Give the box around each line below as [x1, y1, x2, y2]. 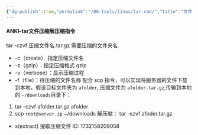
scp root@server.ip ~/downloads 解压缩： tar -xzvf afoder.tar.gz [14, 110, 173, 117]
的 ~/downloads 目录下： [14, 91, 72, 98]
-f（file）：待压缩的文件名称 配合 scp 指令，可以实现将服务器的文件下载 [14, 76, 188, 83]
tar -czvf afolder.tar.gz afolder [14, 103, 89, 110]
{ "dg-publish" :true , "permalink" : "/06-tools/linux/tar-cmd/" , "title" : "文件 [6, 8, 193, 15]
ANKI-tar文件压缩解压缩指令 [6, 28, 76, 35]
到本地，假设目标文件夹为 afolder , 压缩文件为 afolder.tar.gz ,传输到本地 [14, 84, 192, 91]
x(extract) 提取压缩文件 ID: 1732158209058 [14, 122, 120, 130]
